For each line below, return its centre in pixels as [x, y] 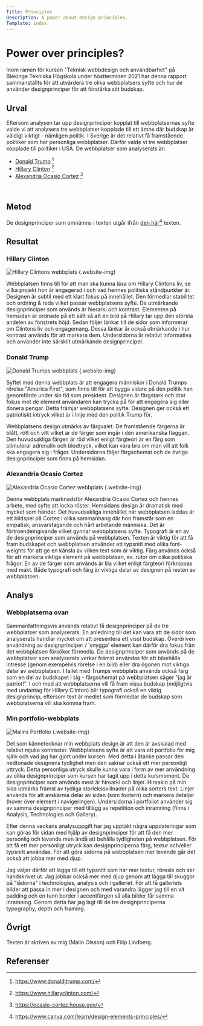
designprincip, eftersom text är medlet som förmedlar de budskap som [94, 697]
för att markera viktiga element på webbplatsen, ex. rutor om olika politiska [99, 557]
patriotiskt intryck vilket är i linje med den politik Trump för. [79, 414]
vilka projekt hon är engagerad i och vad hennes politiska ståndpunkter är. [98, 290]
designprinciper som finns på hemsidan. [56, 458]
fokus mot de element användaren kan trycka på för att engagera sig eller [98, 402]
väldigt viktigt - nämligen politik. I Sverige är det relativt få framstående [95, 136]
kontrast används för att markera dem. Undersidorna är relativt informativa [99, 335]
